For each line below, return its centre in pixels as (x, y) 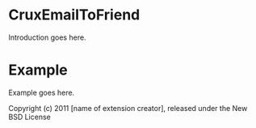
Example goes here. (42, 92)
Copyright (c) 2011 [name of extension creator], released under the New (128, 108)
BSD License (29, 117)
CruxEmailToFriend (74, 15)
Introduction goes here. (47, 37)
